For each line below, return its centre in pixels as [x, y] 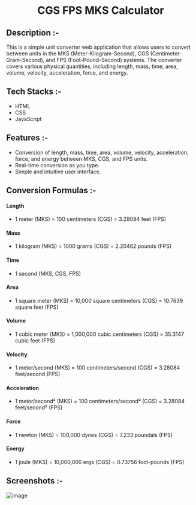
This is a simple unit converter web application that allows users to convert [99, 47]
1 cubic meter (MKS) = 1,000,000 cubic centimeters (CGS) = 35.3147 [99, 334]
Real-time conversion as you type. [57, 165]
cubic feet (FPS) [35, 341]
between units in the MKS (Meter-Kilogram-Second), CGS [78, 54]
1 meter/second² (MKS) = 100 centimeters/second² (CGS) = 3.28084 [99, 401]
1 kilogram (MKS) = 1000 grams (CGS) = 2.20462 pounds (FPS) [93, 246]
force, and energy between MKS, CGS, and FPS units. [81, 159]
